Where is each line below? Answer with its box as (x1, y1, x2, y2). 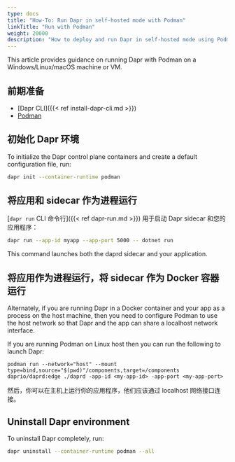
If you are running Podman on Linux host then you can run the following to (7, 340, 222, 349)
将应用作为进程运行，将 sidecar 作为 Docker (7, 272, 199, 283)
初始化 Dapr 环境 (7, 134, 80, 146)
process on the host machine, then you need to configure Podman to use (7, 311, 218, 320)
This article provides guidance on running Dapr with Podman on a (7, 55, 197, 64)
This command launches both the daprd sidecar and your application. (7, 250, 208, 258)
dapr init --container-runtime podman (7, 173, 120, 181)
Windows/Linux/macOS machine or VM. (7, 63, 122, 71)
